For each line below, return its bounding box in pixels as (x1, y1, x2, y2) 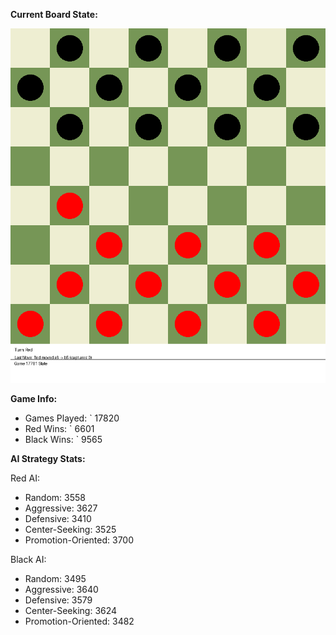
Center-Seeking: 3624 (24, 605, 118, 616)
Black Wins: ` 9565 (24, 434, 103, 445)
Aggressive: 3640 (24, 584, 99, 595)
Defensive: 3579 (24, 594, 93, 606)
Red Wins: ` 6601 (24, 423, 95, 434)
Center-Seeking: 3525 (24, 524, 117, 535)
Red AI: (10, 472, 40, 484)
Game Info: (10, 393, 58, 404)
